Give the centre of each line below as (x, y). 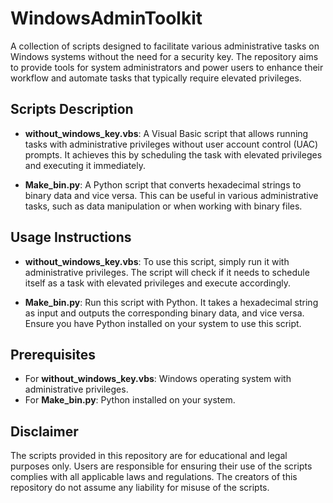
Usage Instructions (71, 237)
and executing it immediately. (85, 165)
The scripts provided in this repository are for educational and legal (149, 456)
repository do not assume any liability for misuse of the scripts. (140, 488)
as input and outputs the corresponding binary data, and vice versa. (164, 313)
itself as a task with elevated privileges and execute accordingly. (157, 283)
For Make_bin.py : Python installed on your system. (130, 400)
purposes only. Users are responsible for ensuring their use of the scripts (161, 466)
